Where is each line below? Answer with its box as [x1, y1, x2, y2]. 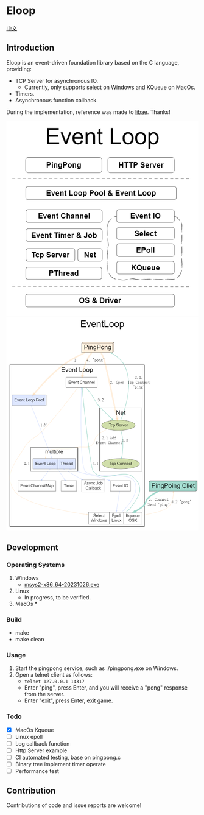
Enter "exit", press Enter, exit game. [24, 697, 113, 704]
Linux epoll [15, 733, 43, 740]
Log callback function [15, 739, 70, 747]
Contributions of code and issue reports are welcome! [6, 802, 142, 809]
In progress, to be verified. [24, 593, 91, 601]
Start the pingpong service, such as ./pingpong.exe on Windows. [15, 665, 178, 672]
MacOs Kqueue [15, 726, 54, 733]
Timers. [15, 90, 35, 97]
